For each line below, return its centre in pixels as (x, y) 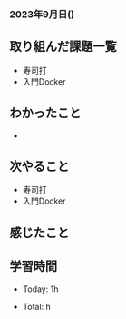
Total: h (37, 306)
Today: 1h (40, 289)
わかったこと (45, 113)
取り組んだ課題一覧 (63, 47)
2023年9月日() (42, 14)
